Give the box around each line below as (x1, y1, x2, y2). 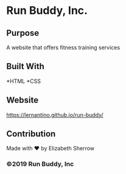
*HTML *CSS (6, 77, 41, 85)
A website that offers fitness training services (6, 44, 121, 51)
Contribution (6, 129, 56, 139)
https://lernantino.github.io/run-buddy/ (6, 111, 103, 118)
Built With (6, 61, 44, 72)
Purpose (6, 28, 40, 38)
